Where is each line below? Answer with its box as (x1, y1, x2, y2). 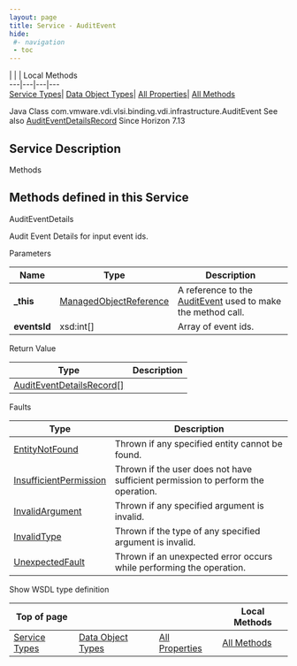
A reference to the (177, 284, 254, 296)
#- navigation (12, 37, 65, 47)
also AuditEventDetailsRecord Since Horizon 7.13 (9, 116, 186, 126)
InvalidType (13, 530, 62, 542)
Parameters (9, 248, 51, 258)
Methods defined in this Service (9, 190, 189, 205)
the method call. (177, 306, 245, 318)
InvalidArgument (13, 505, 82, 517)
